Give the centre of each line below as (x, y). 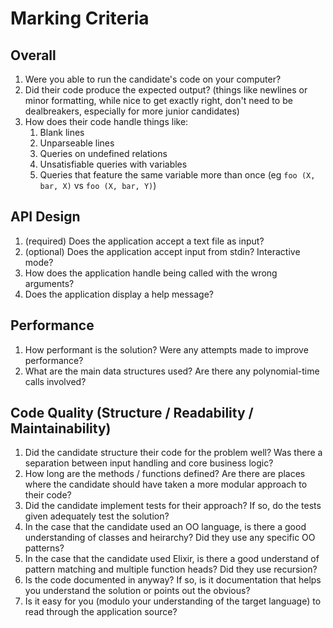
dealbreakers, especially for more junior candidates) (132, 111)
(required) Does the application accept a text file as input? (144, 241)
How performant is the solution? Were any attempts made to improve (166, 349)
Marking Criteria (80, 18)
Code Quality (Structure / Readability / (132, 413)
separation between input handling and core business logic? (149, 463)
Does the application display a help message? (119, 294)
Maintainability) (61, 428)
